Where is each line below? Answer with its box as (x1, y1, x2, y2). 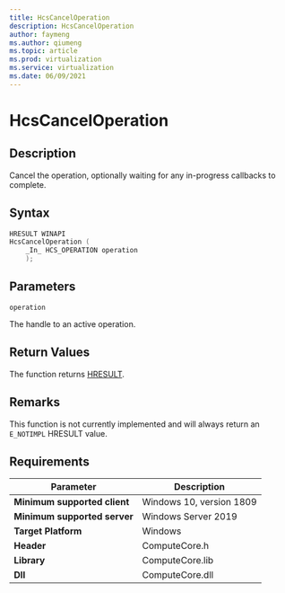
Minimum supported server (13, 510, 134, 523)
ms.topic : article (9, 47, 78, 56)
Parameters (9, 279, 76, 295)
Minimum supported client (13, 496, 130, 509)
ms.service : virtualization (9, 64, 115, 73)
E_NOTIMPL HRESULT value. (9, 428, 108, 438)
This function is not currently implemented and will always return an (9, 419, 260, 429)
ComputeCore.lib (142, 554, 214, 567)
